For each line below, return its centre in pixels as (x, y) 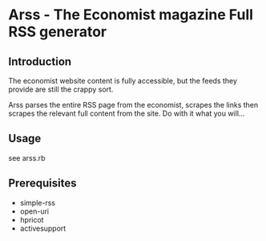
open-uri (34, 211)
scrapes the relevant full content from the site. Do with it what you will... (127, 113)
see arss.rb (27, 157)
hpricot (32, 219)
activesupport (43, 228)
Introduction (40, 61)
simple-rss (38, 202)
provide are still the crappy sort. (61, 89)
